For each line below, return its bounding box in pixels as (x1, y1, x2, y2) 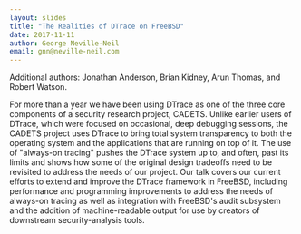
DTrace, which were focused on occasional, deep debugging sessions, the (9, 119, 288, 130)
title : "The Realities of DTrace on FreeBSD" (9, 22, 184, 31)
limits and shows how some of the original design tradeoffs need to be (9, 157, 273, 168)
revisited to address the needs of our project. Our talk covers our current (9, 167, 281, 178)
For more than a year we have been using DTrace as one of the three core (9, 99, 286, 110)
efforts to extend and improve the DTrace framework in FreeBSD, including (9, 176, 288, 187)
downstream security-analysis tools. (9, 215, 145, 226)
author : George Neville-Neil (9, 38, 120, 48)
